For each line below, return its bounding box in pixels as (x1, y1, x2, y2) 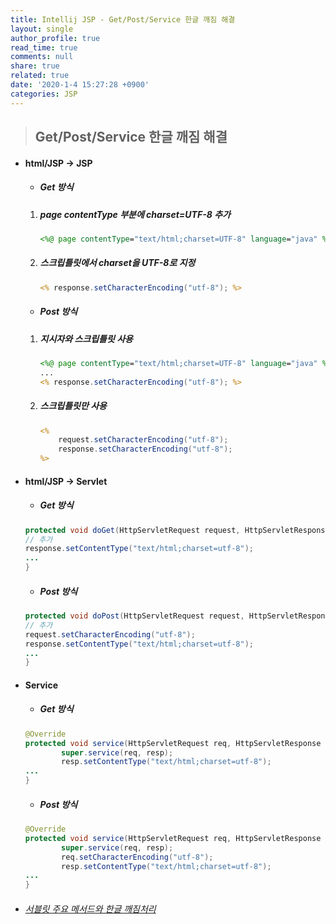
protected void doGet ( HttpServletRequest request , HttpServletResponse (24, 525, 330, 535)
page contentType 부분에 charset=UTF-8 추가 (39, 208, 231, 220)
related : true (10, 71, 70, 81)
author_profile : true (10, 33, 101, 43)
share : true (10, 61, 60, 71)
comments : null (10, 52, 74, 62)
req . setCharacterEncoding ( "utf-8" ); (61, 852, 214, 862)
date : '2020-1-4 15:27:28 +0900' (10, 80, 150, 90)
